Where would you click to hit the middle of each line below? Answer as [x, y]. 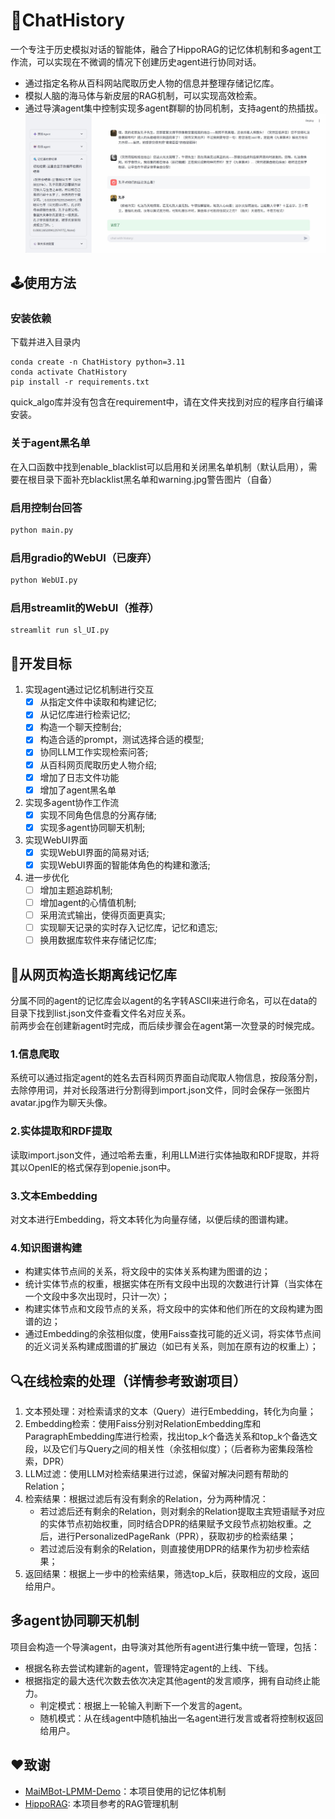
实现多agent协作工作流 [72, 802]
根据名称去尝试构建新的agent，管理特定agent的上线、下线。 [149, 1668]
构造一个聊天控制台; [80, 727]
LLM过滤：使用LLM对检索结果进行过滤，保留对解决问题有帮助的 [156, 1474]
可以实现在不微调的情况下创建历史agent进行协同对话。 [149, 61]
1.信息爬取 [35, 1054]
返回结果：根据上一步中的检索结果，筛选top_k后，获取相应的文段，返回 [172, 1574]
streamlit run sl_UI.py [60, 630]
